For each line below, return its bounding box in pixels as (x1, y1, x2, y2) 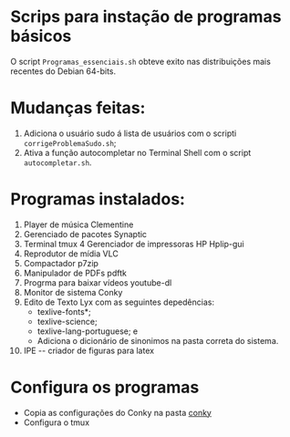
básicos (10, 26, 72, 47)
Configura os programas (10, 377, 200, 398)
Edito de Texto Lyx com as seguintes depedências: (23, 297, 215, 307)
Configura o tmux (23, 417, 90, 428)
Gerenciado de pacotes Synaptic (23, 228, 148, 239)
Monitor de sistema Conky (23, 286, 123, 297)
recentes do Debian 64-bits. (10, 66, 117, 77)
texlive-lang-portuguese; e (36, 326, 139, 337)
